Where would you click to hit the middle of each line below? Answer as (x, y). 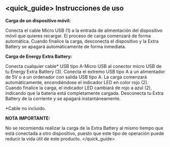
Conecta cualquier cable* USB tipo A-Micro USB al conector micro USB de (83, 66)
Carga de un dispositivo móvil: (38, 20)
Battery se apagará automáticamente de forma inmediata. (66, 46)
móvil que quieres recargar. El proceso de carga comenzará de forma (78, 35)
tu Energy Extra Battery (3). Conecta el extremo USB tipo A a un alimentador (85, 71)
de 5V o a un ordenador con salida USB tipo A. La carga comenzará (76, 77)
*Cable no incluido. (26, 108)
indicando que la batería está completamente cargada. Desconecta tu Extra (84, 93)
